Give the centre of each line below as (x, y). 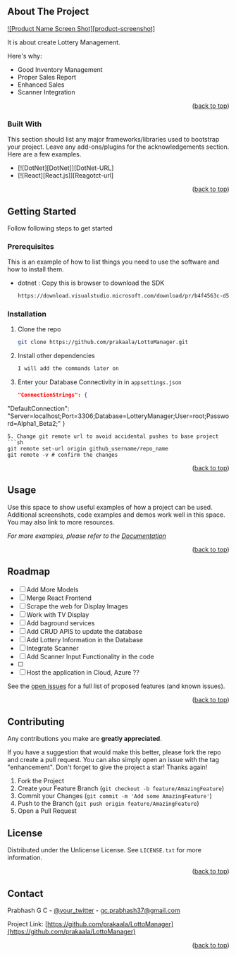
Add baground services (61, 623)
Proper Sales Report (46, 77)
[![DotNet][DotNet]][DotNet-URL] (66, 168)
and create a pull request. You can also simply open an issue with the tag (113, 760)
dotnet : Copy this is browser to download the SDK (91, 283)
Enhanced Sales (41, 85)
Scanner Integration (46, 92)
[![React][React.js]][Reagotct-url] (66, 176)
